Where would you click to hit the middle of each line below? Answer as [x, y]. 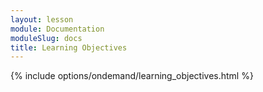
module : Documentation [57, 29]
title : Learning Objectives [69, 47]
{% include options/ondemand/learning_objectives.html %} [132, 76]
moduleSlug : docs [46, 38]
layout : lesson [42, 19]
